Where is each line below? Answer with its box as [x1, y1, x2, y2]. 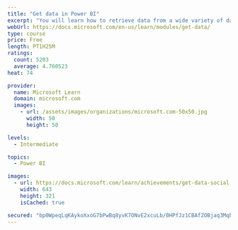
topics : [7, 153, 30, 161]
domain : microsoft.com [13, 95, 81, 102]
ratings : [7, 50, 33, 57]
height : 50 [25, 121, 59, 128]
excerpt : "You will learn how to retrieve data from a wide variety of [7, 17, 223, 24]
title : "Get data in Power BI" [7, 10, 100, 18]
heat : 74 [7, 69, 33, 76]
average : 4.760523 [13, 63, 69, 70]
